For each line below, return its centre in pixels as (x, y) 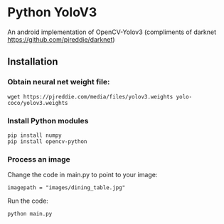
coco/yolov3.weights (38, 103)
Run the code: (28, 201)
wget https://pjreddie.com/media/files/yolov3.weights (90, 96)
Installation (33, 62)
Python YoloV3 (52, 12)
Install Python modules (48, 121)
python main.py (30, 214)
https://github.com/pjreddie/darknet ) (61, 39)
